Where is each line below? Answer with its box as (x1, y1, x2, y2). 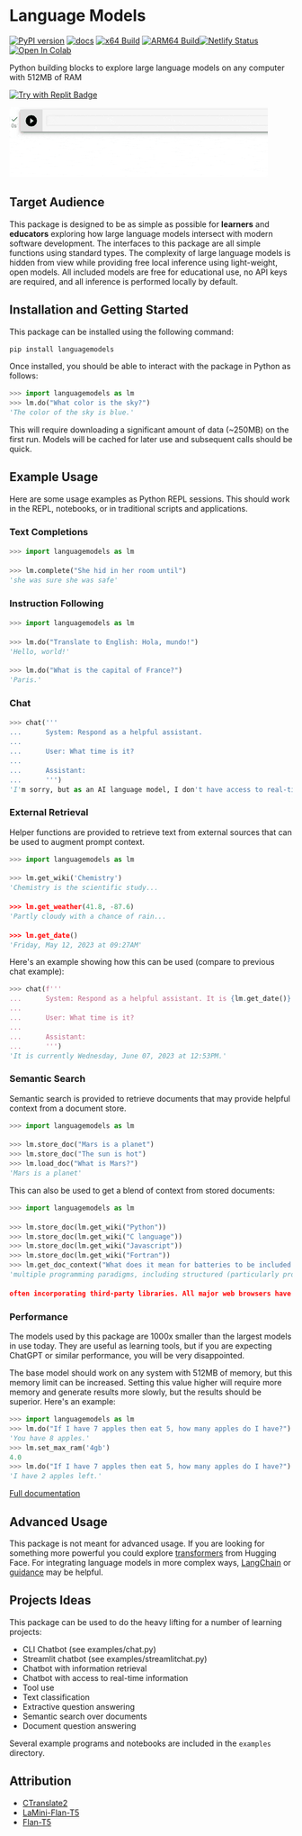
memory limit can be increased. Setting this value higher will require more (9, 1377, 282, 1388)
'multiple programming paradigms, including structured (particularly (9, 1270, 280, 1279)
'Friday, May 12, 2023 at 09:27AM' (9, 941, 143, 950)
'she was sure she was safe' (9, 576, 119, 585)
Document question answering (22, 1720, 137, 1731)
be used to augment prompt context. (9, 836, 146, 847)
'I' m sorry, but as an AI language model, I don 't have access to (9, 785, 263, 794)
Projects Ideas (9, 1593, 92, 1608)
